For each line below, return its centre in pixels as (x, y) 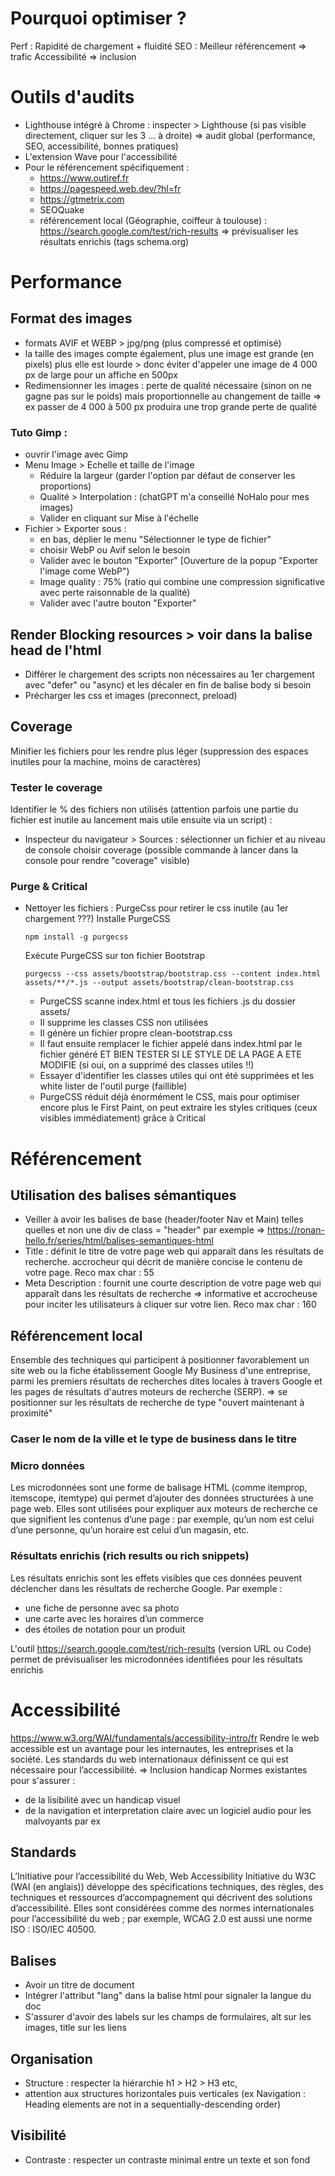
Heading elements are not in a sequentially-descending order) (153, 2104)
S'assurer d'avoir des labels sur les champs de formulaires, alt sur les (168, 2017)
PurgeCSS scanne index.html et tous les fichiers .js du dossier (168, 1001)
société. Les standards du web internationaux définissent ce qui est (149, 1759)
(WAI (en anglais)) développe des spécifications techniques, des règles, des (167, 1887)
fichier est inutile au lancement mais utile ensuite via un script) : (141, 820)
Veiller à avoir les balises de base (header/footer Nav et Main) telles (164, 1219)
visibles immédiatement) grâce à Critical (122, 1118)
